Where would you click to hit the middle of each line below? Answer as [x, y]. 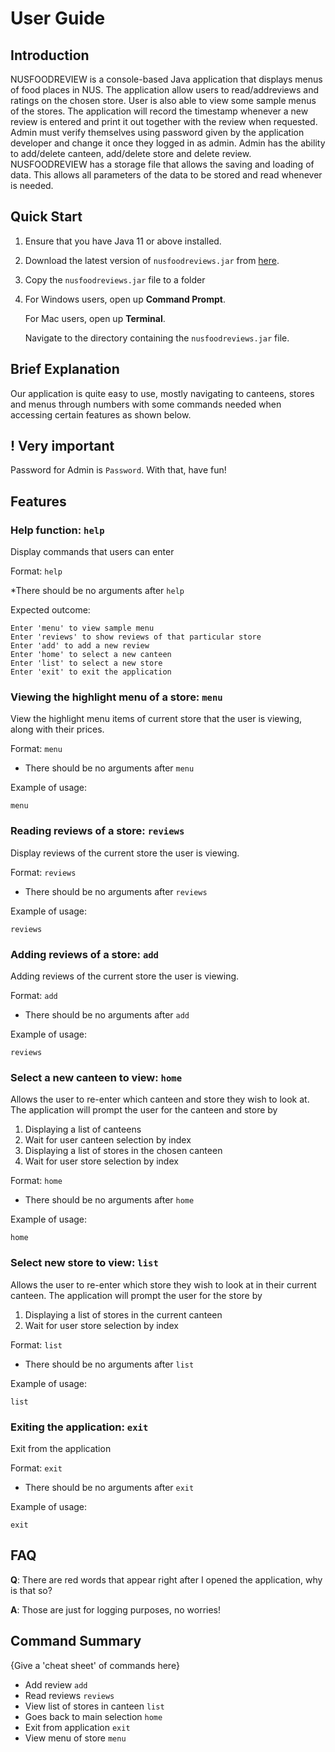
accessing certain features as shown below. [101, 414]
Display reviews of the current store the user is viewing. [125, 853]
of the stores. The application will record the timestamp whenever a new [159, 111]
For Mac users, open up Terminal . [95, 318]
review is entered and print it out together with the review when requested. [164, 121]
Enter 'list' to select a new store [86, 663]
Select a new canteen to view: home [96, 1077]
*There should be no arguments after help [97, 591]
